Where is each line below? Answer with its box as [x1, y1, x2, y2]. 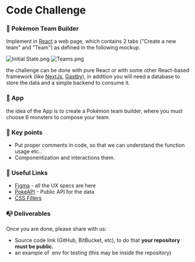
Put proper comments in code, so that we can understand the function [14, 142, 185, 149]
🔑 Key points [6, 128, 43, 136]
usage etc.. [14, 148, 42, 155]
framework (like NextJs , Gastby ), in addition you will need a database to [6, 73, 180, 80]
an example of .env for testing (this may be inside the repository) [14, 249, 172, 256]
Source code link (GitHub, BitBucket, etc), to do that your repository [14, 236, 180, 244]
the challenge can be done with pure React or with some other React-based [6, 67, 190, 74]
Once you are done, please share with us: [6, 225, 107, 232]
